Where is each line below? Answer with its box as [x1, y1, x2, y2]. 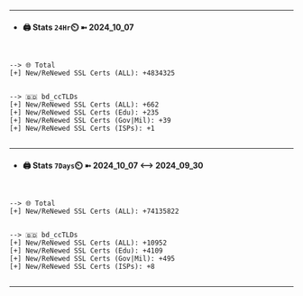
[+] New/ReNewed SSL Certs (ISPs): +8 [9, 263, 155, 272]
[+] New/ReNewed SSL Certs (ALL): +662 [9, 100, 160, 109]
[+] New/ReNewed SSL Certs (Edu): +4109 [9, 246, 164, 255]
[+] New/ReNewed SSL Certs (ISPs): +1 [9, 124, 155, 134]
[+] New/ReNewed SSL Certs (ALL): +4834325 [9, 69, 176, 78]
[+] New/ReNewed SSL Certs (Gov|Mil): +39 [9, 116, 171, 125]
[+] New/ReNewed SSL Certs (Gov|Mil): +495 [9, 254, 176, 264]
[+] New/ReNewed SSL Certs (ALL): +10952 [9, 238, 168, 248]
